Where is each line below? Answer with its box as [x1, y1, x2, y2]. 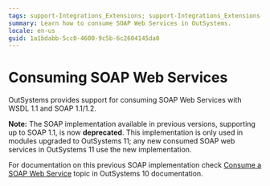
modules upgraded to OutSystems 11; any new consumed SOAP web [8, 136, 235, 146]
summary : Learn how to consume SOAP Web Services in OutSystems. [8, 19, 231, 27]
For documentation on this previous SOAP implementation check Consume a [8, 160, 262, 170]
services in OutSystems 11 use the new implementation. [8, 145, 192, 155]
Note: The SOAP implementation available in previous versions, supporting [8, 119, 256, 129]
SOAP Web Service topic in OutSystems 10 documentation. [8, 169, 203, 179]
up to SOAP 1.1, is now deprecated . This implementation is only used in [8, 127, 243, 137]
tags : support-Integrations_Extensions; [8, 11, 146, 20]
